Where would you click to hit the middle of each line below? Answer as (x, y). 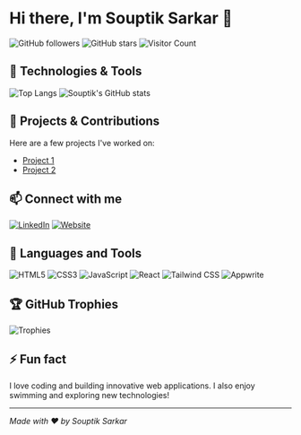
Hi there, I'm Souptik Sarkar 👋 (121, 18)
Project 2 (39, 170)
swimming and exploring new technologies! (90, 395)
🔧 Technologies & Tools (76, 71)
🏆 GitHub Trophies (64, 304)
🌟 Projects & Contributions (85, 122)
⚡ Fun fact (38, 359)
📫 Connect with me (66, 199)
